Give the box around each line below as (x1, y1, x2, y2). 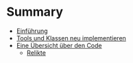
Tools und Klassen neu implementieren (16, 34, 126, 42)
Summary (6, 4, 63, 20)
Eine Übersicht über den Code (16, 41, 102, 49)
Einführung (16, 27, 49, 35)
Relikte (26, 49, 46, 57)
